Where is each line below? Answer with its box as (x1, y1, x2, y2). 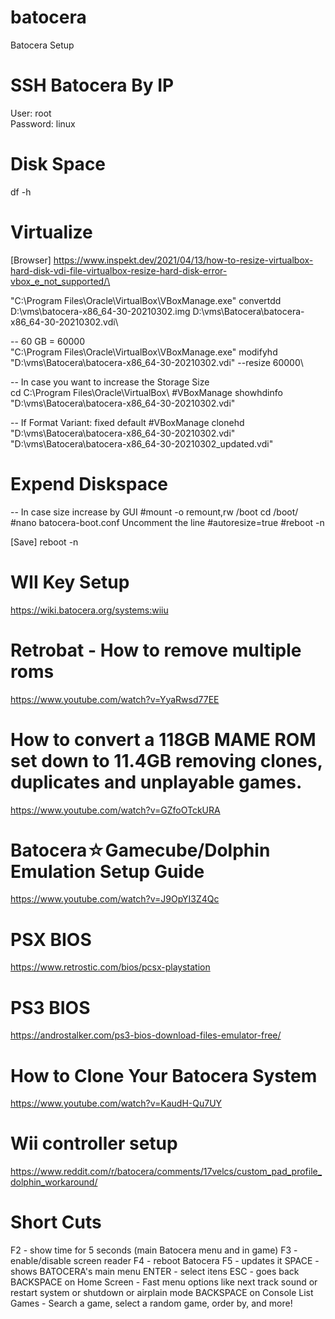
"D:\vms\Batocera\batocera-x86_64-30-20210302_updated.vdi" (10, 437, 274, 450)
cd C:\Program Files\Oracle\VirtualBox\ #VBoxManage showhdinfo (10, 386, 283, 398)
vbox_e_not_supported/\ (10, 275, 111, 287)
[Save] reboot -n (10, 536, 79, 548)
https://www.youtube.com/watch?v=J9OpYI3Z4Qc (10, 893, 220, 905)
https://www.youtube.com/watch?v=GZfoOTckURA (10, 804, 221, 816)
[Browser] (10, 254, 52, 266)
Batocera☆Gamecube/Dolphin (10, 839, 271, 861)
